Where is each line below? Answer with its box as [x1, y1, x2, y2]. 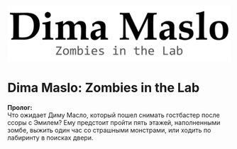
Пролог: [7, 103, 33, 111]
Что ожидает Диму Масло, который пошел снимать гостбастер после [7, 111, 220, 119]
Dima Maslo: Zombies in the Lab [7, 80, 200, 96]
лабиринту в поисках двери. [7, 133, 94, 142]
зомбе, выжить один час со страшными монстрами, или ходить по [7, 126, 211, 134]
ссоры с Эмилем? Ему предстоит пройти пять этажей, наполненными [7, 118, 221, 126]
